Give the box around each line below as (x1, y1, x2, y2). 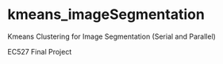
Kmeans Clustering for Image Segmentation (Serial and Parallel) (7, 32, 216, 41)
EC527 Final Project (7, 47, 72, 56)
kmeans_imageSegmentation (7, 6, 206, 24)
